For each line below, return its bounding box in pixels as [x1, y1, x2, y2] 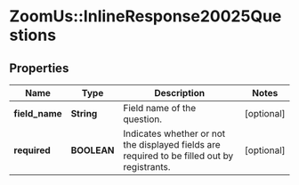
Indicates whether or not [123, 127, 226, 140]
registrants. [123, 161, 171, 173]
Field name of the [123, 102, 197, 114]
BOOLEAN [70, 144, 115, 157]
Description [154, 87, 206, 99]
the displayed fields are [123, 139, 221, 150]
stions [9, 25, 56, 45]
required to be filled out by [123, 149, 234, 162]
